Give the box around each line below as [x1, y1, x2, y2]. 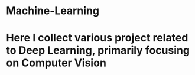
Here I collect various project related [6, 31, 188, 45]
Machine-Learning [6, 4, 99, 18]
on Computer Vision [6, 56, 106, 70]
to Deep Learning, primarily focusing [6, 44, 190, 57]
